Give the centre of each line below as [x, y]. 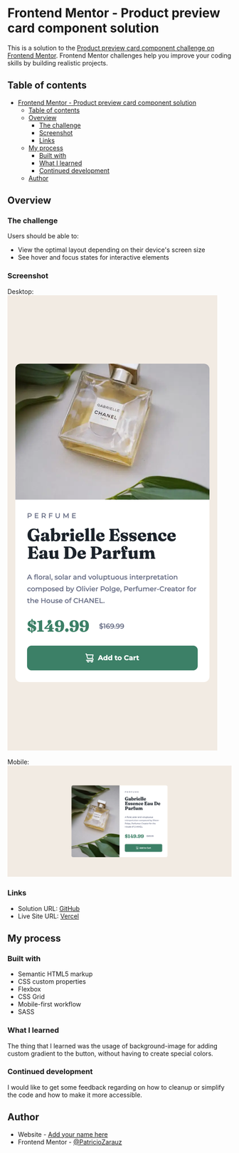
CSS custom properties [52, 982]
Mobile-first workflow [49, 1004]
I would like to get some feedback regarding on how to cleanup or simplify [116, 1087]
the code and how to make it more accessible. [75, 1095]
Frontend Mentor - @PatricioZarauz [70, 1142]
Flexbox [29, 989]
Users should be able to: [43, 236]
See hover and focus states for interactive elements [93, 257]
